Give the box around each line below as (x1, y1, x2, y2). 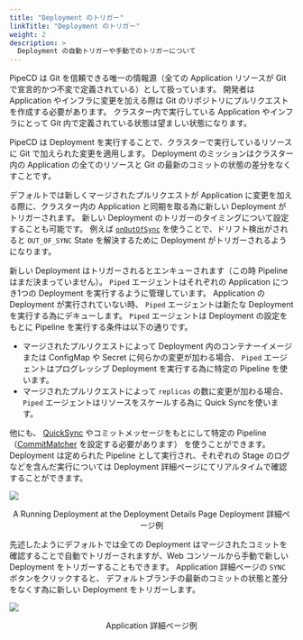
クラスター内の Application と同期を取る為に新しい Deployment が (40, 201, 287, 212)
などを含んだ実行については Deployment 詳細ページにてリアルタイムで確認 (9, 462, 287, 472)
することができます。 (9, 472, 88, 483)
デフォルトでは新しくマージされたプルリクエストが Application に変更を (9, 190, 277, 201)
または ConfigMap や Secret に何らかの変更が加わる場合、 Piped (22, 352, 262, 363)
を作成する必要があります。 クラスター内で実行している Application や (9, 106, 271, 117)
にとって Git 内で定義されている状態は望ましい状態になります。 (16, 118, 252, 129)
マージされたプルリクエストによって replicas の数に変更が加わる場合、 (22, 386, 289, 397)
